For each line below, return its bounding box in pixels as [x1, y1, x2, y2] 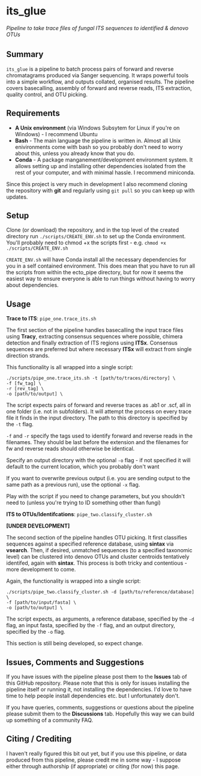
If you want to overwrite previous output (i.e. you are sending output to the [6, 475, 191, 482]
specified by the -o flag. [6, 628, 66, 636]
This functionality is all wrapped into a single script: [6, 364, 134, 371]
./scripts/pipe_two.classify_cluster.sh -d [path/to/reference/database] [6, 589, 195, 595]
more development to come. [6, 566, 76, 573]
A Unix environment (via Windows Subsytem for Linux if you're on [14, 124, 180, 131]
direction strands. [6, 352, 50, 359]
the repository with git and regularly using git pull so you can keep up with [6, 187, 195, 194]
